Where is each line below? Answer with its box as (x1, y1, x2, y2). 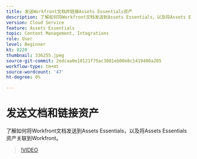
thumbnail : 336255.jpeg (6, 52, 65, 58)
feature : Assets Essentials (6, 25, 75, 31)
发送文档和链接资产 (6, 107, 99, 120)
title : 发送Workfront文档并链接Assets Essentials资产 (6, 8, 133, 15)
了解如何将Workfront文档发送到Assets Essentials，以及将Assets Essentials (6, 127, 187, 134)
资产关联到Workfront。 (6, 135, 62, 142)
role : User (6, 36, 33, 42)
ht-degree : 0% (6, 74, 41, 80)
